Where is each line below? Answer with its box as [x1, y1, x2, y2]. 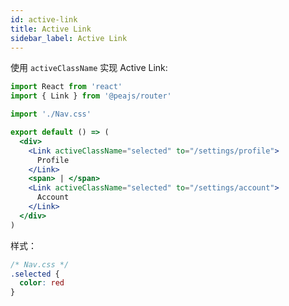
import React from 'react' [10, 82, 123, 92]
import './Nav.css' [10, 109, 92, 120]
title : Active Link [10, 24, 92, 34]
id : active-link [10, 14, 78, 25]
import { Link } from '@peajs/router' [10, 91, 172, 101]
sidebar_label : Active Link [10, 33, 128, 43]
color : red [19, 278, 65, 288]
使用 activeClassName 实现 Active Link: [10, 62, 168, 74]
